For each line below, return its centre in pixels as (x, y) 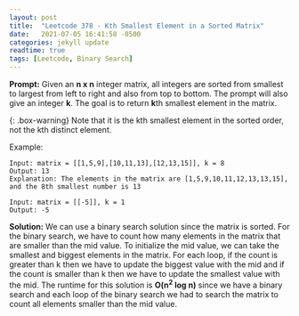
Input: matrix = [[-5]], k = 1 (67, 202)
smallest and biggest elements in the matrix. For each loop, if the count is (144, 255)
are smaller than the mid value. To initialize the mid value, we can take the (144, 245)
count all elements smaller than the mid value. (93, 304)
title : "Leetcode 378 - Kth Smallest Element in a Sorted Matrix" (137, 26)
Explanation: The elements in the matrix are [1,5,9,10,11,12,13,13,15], (149, 179)
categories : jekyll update (59, 42)
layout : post (33, 17)
